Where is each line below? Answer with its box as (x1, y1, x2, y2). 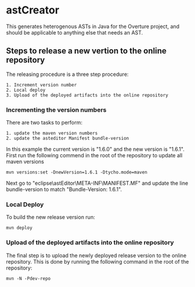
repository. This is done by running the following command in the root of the (6, 258, 189, 265)
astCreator (6, 4, 60, 17)
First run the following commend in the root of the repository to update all (6, 152, 183, 159)
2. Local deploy (6, 87, 46, 93)
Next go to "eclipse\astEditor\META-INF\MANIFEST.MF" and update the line (6, 179, 189, 187)
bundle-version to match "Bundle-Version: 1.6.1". (6, 186, 123, 193)
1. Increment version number (6, 82, 77, 88)
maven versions (6, 158, 44, 165)
